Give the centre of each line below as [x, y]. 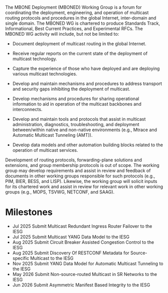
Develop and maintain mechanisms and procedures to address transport [87, 83]
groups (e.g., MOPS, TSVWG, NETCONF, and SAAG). [60, 192]
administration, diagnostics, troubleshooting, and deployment [76, 124]
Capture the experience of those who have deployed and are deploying [86, 68]
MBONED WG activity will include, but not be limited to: [62, 34]
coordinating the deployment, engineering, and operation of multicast [77, 13]
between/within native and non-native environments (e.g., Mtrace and [85, 130]
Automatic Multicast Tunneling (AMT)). [52, 135]
